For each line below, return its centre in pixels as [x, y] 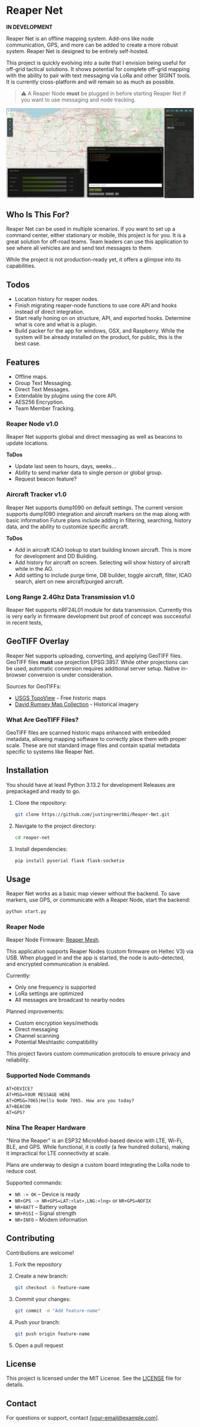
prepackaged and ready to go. [43, 791]
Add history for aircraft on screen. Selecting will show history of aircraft [102, 562]
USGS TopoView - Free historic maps [60, 698]
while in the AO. [34, 568]
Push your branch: [37, 1322]
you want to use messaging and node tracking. [78, 100]
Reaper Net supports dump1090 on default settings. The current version [95, 508]
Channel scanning [37, 1036]
